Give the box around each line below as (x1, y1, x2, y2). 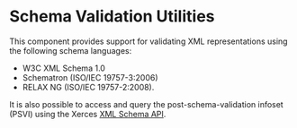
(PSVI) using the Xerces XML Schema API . (9, 108, 166, 119)
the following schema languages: (9, 45, 132, 55)
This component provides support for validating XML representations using (9, 36, 288, 47)
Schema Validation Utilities (9, 6, 215, 27)
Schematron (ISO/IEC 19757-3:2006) (22, 72, 159, 82)
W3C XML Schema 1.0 (22, 63, 106, 73)
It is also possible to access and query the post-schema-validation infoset (9, 98, 283, 109)
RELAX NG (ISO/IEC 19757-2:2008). (22, 81, 155, 92)
